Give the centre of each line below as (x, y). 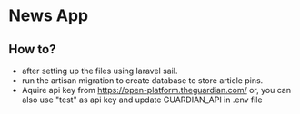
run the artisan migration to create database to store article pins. (142, 81)
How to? (32, 49)
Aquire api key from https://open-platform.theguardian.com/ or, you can (156, 90)
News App (48, 16)
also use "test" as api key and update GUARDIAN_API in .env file (142, 100)
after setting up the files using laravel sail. (100, 71)
